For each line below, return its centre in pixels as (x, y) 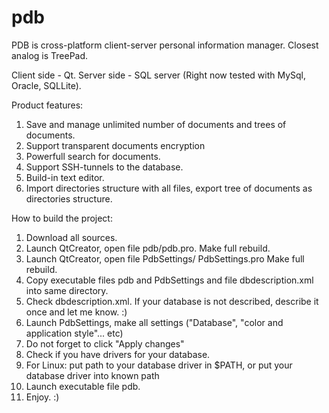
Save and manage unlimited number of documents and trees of (156, 124)
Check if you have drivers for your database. (118, 354)
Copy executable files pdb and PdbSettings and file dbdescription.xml (169, 280)
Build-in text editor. (65, 177)
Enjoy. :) (42, 397)
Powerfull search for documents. (93, 156)
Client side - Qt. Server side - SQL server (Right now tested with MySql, (159, 75)
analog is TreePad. (50, 55)
